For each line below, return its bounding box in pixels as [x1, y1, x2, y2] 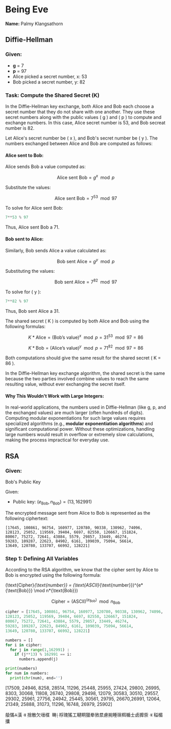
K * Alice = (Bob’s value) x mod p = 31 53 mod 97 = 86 [28, 333, 144, 340]
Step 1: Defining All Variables [5, 555, 79, 562]
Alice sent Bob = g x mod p [57, 173, 115, 180]
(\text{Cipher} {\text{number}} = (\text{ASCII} [5, 582, 100, 588]
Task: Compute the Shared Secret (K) [5, 91, 100, 98]
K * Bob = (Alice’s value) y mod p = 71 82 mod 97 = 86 [28, 344, 144, 351]
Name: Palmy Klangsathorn [5, 21, 63, 27]
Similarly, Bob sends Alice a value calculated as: [5, 247, 107, 253]
